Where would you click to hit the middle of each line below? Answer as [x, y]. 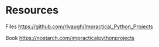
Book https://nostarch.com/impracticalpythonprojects [70, 38]
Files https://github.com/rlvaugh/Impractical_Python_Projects [79, 26]
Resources [32, 10]
